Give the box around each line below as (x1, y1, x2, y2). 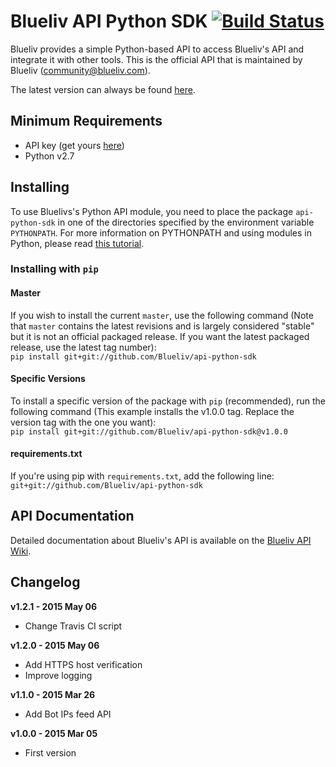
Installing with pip (10, 262, 99, 276)
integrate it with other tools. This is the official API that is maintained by (10, 53, 303, 65)
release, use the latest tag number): (10, 341, 157, 353)
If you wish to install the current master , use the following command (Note (10, 309, 314, 321)
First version (24, 746, 77, 759)
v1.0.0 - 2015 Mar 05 (10, 727, 98, 739)
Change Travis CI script (24, 620, 123, 632)
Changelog (10, 574, 81, 591)
